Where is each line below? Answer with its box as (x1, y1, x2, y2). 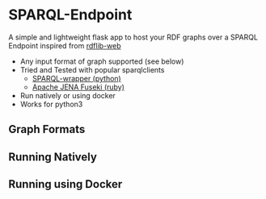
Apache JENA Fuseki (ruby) (32, 82, 125, 92)
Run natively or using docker (19, 90, 116, 100)
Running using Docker (8, 177, 123, 191)
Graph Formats (8, 122, 86, 136)
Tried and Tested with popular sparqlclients (19, 64, 165, 74)
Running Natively (8, 150, 97, 164)
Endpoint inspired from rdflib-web (8, 40, 121, 50)
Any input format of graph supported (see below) (19, 56, 184, 66)
